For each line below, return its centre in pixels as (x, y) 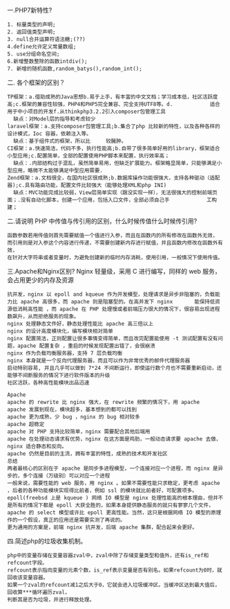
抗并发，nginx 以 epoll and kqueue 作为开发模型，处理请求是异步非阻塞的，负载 (111, 294)
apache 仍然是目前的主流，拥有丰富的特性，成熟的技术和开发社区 (87, 454)
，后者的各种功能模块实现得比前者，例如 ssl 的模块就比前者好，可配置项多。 (103, 491)
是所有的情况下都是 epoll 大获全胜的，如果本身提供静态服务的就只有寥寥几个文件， (111, 505)
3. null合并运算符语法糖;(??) (47, 39)
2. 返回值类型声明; (31, 32)
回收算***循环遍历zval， (39, 592)
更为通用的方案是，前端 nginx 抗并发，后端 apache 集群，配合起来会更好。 (103, 527)
